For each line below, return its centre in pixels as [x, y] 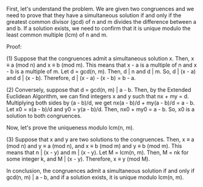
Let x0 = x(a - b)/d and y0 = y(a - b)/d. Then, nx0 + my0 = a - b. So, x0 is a [101, 109]
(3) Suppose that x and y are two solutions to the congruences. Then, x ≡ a [100, 139]
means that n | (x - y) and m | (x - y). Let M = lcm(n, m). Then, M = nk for [98, 152]
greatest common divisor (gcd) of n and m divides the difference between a [101, 22]
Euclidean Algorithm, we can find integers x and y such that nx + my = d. [98, 96]
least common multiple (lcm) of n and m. [57, 35]
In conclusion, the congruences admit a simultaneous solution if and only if [101, 171]
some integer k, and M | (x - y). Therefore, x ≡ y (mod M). [78, 159]
